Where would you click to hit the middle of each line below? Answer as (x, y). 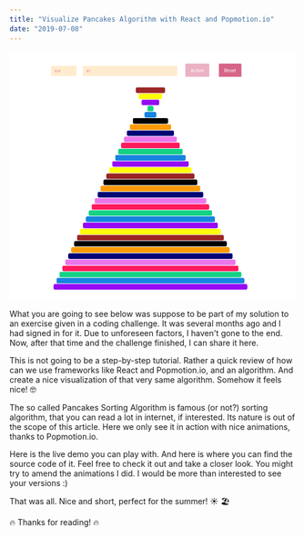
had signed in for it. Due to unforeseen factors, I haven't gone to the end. (146, 333)
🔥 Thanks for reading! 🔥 (55, 522)
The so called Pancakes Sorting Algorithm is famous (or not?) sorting (139, 407)
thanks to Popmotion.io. (54, 436)
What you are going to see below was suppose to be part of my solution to (149, 313)
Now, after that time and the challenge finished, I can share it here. (134, 343)
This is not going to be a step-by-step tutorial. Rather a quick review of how (151, 360)
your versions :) (39, 482)
